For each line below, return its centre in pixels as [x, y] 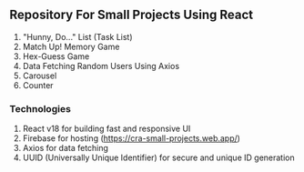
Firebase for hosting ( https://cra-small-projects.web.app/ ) [132, 138]
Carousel [40, 76]
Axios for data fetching [66, 148]
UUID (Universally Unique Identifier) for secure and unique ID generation [158, 157]
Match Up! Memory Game [71, 46]
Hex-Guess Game [56, 56]
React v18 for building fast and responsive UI [106, 129]
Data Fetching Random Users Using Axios [101, 66]
